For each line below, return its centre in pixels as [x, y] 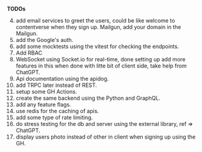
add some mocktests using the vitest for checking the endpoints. [97, 46]
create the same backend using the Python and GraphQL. [88, 98]
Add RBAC [29, 53]
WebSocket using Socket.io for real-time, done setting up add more [100, 59]
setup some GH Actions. [46, 92]
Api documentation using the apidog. [62, 79]
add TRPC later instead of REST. [56, 85]
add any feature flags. [43, 105]
